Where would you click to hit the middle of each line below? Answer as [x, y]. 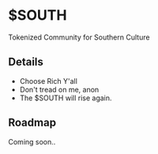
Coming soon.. [32, 141]
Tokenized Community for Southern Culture [79, 37]
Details [26, 62]
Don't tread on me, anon [59, 89]
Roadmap [32, 123]
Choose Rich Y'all [48, 81]
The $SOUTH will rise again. [66, 98]
